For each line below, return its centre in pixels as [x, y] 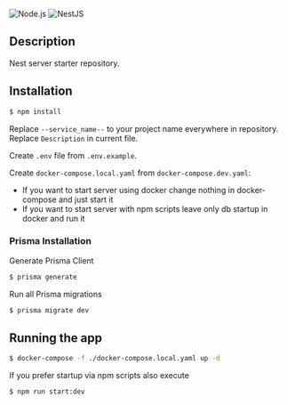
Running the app [56, 338]
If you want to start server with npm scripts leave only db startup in [145, 208]
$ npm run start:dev [48, 392]
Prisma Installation [50, 241]
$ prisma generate [43, 277]
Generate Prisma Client [52, 260]
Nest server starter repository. [64, 63]
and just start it [86, 199]
